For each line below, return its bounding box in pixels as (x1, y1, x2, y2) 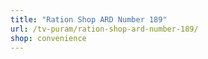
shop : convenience (10, 33, 87, 43)
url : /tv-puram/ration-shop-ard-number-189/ (10, 24, 199, 34)
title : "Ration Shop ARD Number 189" (10, 14, 168, 25)
